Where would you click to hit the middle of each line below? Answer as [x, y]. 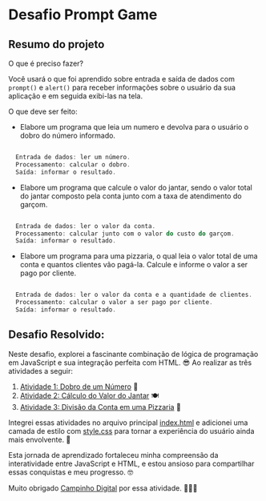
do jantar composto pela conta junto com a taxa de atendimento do [131, 196]
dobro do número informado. [68, 135]
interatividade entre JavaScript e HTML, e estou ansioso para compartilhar [131, 463]
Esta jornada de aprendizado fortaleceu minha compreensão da [113, 455]
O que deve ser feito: [43, 111]
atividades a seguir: [41, 371]
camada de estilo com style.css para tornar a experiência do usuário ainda [131, 431]
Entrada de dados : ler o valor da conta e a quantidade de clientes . [134, 295]
